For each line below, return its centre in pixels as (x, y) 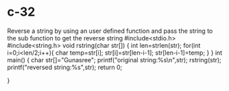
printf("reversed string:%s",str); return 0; (65, 67)
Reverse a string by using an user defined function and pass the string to (110, 31)
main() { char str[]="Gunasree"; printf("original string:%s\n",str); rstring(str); (114, 60)
